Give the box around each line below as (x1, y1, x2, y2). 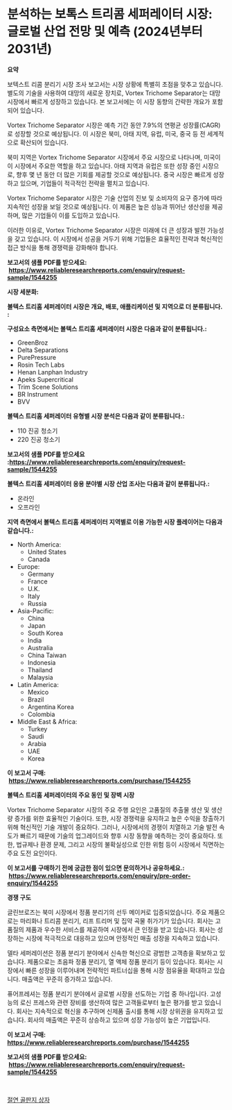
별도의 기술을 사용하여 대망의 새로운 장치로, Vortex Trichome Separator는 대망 (7, 88, 221, 97)
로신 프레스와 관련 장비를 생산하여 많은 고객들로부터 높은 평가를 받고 (19, 998, 203, 1007)
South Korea (27, 629, 64, 637)
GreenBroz (17, 338, 48, 347)
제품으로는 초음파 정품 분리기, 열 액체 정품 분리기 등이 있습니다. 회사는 (27, 957, 216, 966)
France (27, 577, 48, 586)
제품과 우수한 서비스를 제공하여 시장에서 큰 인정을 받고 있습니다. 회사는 (25, 925, 216, 934)
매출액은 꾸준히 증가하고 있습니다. (21, 975, 113, 983)
